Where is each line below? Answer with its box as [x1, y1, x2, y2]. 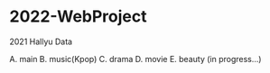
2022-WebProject [9, 6, 147, 27]
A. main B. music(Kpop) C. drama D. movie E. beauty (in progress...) [9, 53, 262, 64]
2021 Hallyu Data [9, 36, 73, 47]
